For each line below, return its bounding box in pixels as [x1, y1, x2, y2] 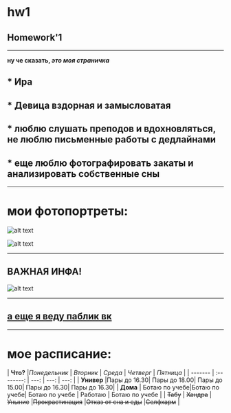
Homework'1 [7, 32, 63, 43]
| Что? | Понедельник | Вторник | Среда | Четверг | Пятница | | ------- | [7, 369, 214, 377]
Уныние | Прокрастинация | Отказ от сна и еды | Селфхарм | [7, 398, 180, 406]
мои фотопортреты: [7, 204, 129, 219]
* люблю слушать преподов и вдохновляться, [7, 123, 217, 135]
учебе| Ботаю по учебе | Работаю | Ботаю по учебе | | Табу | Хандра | [7, 390, 212, 399]
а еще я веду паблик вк [7, 310, 112, 322]
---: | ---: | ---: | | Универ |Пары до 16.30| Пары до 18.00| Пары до [30, 376, 223, 384]
